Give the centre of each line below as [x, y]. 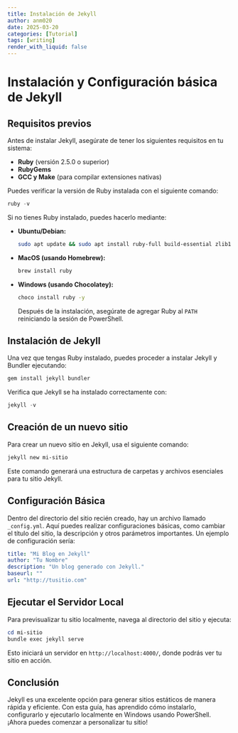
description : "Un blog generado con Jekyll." [76, 567]
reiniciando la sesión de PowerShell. [71, 319]
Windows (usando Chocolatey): [65, 284]
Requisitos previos [49, 123]
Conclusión [33, 682]
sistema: [20, 148]
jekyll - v [22, 405]
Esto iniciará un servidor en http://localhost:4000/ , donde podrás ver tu [115, 653]
